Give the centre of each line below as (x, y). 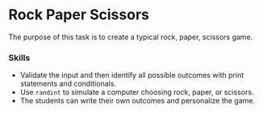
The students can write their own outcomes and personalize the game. (138, 101)
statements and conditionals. (68, 84)
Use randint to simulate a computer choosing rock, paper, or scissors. (137, 92)
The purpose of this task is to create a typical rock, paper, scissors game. (131, 37)
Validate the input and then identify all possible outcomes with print (132, 75)
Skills (19, 58)
